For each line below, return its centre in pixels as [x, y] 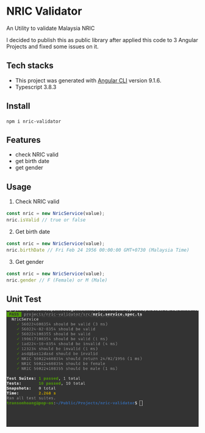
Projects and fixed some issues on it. [52, 46]
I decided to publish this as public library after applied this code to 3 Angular [102, 40]
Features [23, 140]
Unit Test [24, 299]
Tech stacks [30, 66]
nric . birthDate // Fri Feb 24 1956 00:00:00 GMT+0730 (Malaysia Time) [98, 250]
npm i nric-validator [34, 121]
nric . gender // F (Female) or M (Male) [57, 280]
